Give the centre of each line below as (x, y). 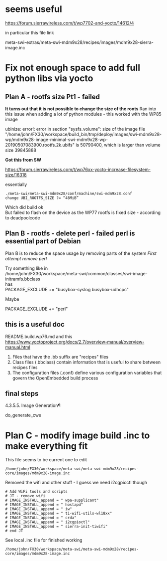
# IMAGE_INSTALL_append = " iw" (39, 509)
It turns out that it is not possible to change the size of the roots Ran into (81, 109)
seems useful (34, 9)
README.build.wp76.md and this (39, 336)
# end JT (14, 531)
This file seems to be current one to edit (46, 460)
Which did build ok (24, 207)
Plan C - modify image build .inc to (78, 435)
